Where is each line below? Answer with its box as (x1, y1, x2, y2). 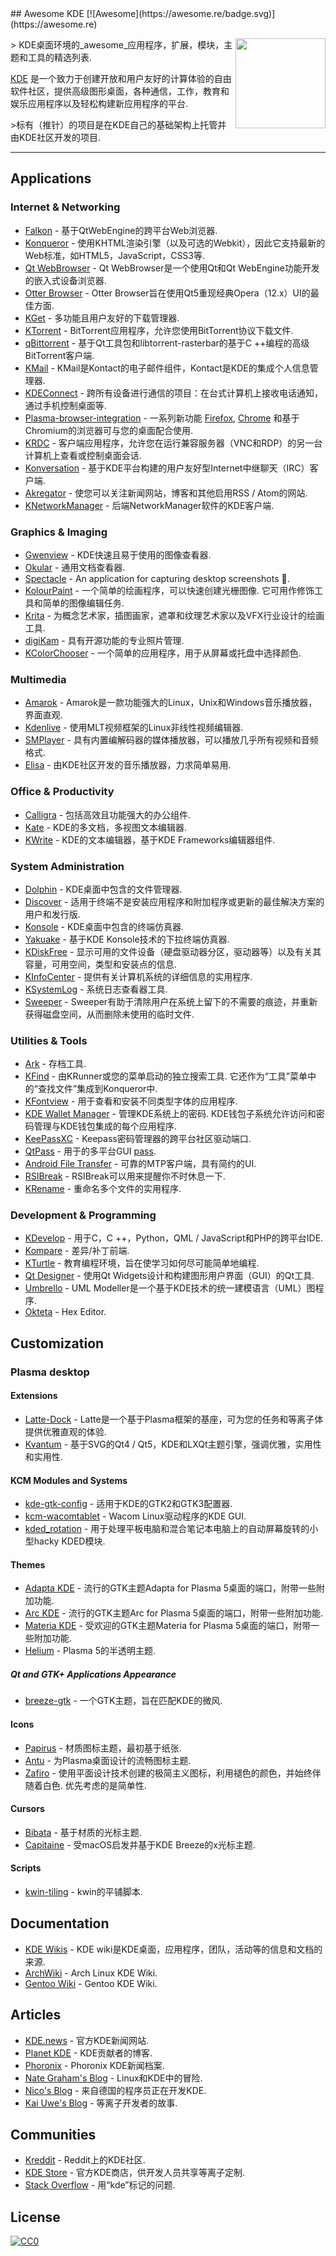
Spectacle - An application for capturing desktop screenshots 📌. (24, 572, 290, 584)
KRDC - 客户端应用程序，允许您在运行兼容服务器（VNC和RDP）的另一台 (24, 437, 323, 449)
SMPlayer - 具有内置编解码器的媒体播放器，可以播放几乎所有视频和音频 (24, 734, 319, 746)
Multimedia (10, 672, 67, 686)
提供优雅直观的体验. (24, 1425, 107, 1437)
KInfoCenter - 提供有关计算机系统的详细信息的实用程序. (24, 970, 253, 982)
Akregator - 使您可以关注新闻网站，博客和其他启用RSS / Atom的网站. (24, 487, 308, 499)
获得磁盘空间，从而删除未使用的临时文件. (24, 1008, 195, 1020)
